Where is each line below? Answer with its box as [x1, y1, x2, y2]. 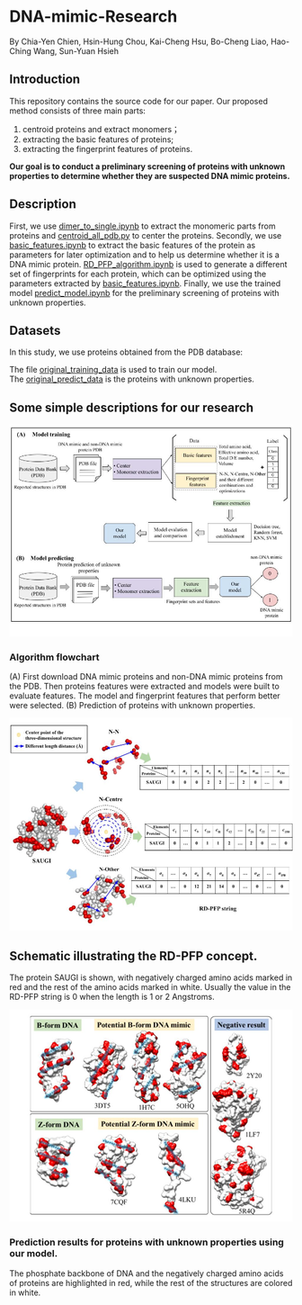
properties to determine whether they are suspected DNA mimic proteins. [9, 170, 290, 181]
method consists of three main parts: [9, 105, 147, 116]
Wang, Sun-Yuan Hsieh [32, 45, 120, 56]
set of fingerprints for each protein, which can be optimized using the [9, 268, 267, 279]
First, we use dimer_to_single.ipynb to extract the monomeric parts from [9, 220, 276, 231]
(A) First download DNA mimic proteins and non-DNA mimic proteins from [9, 671, 283, 682]
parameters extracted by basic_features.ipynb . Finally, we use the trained [9, 277, 281, 289]
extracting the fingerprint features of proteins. [22, 143, 193, 154]
